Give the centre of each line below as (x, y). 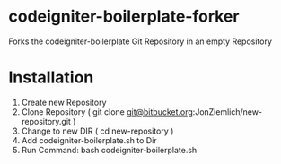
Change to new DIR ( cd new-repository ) (97, 131)
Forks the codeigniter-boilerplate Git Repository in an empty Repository (140, 41)
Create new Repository (64, 102)
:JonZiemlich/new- (227, 112)
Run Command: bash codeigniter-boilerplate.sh (109, 150)
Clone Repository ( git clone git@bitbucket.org (107, 112)
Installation (51, 78)
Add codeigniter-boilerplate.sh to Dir (89, 140)
